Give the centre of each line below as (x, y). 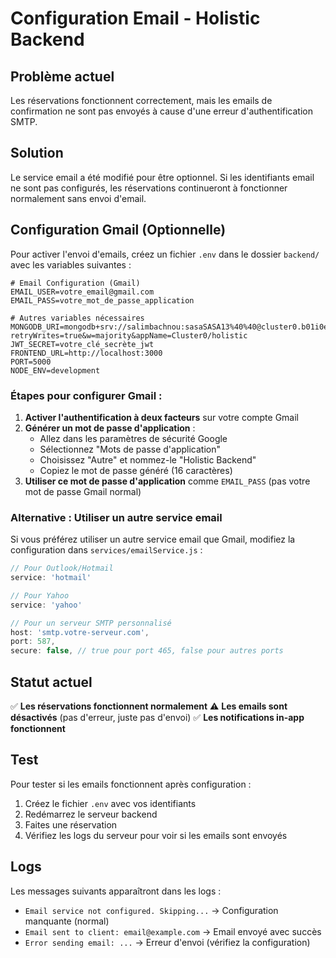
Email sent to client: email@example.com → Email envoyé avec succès (173, 931)
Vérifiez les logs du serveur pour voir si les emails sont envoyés (156, 835)
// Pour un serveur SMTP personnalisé (91, 623)
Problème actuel (62, 76)
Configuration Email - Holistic (135, 18)
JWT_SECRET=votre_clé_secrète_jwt (82, 344)
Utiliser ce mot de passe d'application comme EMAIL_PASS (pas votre (167, 481)
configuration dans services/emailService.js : (106, 550)
